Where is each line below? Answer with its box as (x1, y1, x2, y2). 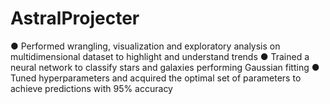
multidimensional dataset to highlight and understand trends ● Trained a (10, 50, 310, 62)
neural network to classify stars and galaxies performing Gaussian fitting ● (10, 61, 320, 73)
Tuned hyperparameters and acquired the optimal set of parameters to (10, 72, 302, 84)
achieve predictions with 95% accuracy (10, 82, 173, 94)
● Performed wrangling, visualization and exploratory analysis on (10, 40, 281, 52)
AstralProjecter (10, 7, 140, 30)
